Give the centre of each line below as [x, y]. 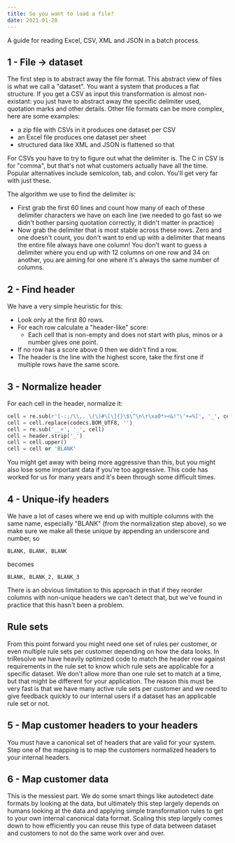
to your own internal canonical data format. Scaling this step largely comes [115, 818]
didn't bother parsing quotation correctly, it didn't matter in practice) [116, 223]
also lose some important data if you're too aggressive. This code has [108, 470]
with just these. [29, 181]
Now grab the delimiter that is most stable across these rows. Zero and [120, 230]
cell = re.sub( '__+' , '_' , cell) [56, 429]
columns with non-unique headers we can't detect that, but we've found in [115, 597]
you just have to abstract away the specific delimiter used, [117, 102]
